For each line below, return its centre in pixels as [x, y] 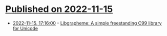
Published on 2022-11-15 [59, 9]
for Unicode [25, 28]
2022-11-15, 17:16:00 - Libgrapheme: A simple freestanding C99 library [87, 23]
